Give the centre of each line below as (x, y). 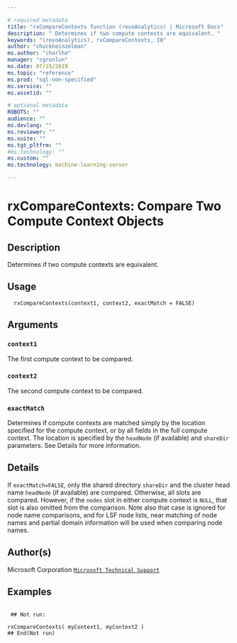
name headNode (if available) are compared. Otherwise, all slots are (104, 492)
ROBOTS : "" (23, 112)
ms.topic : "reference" (41, 73)
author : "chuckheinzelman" (47, 47)
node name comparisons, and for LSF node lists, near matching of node (112, 515)
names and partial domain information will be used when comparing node (115, 522)
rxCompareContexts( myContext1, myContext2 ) (76, 627)
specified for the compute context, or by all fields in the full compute (108, 431)
